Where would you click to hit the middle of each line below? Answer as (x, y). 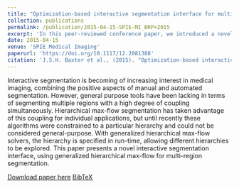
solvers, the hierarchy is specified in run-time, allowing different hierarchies (118, 140)
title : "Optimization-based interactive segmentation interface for (111, 14)
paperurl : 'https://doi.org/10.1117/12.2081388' (81, 54)
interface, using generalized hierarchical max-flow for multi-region (105, 155)
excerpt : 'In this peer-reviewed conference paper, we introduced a (111, 34)
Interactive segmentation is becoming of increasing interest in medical (110, 80)
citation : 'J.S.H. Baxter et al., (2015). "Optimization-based (103, 60)
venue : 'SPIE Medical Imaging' (54, 47)
